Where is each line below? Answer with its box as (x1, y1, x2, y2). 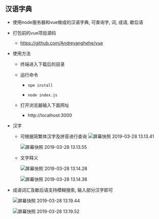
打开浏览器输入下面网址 (20, 102, 69, 108)
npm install (27, 83, 53, 88)
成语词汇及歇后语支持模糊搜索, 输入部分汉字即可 (12, 187, 113, 193)
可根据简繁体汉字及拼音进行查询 (20, 133, 87, 139)
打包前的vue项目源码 (12, 30, 57, 36)
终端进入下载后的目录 (20, 61, 65, 67)
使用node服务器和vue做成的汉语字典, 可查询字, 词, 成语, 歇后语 (12, 19, 143, 25)
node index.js (27, 92, 58, 97)
